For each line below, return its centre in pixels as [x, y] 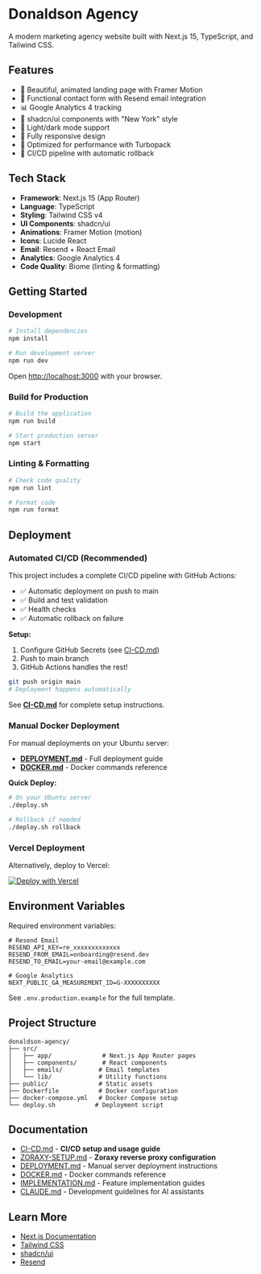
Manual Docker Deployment [64, 726]
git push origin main [45, 682]
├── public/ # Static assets [81, 1084]
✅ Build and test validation [64, 600]
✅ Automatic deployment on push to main [89, 591]
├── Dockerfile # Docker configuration [93, 1091]
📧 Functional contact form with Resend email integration [113, 98]
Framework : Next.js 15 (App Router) [80, 197]
